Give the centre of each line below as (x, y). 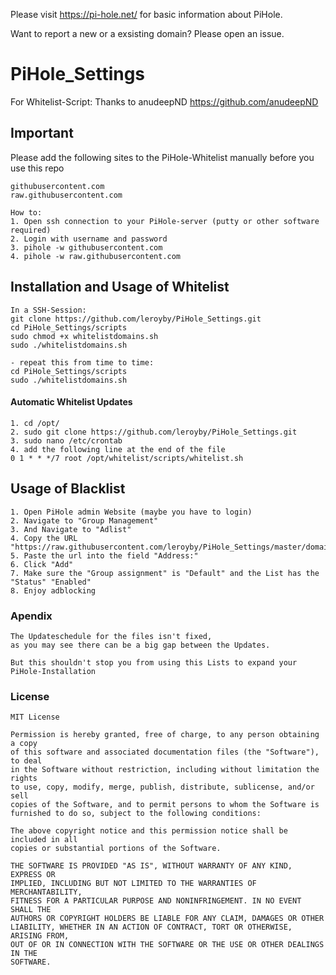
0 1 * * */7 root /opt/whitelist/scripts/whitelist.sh (127, 458)
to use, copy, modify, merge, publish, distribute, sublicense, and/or (162, 787)
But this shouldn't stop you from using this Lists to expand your (154, 662)
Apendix (31, 616)
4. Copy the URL (44, 538)
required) (31, 230)
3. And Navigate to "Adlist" (71, 529)
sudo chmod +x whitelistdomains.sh (84, 336)
